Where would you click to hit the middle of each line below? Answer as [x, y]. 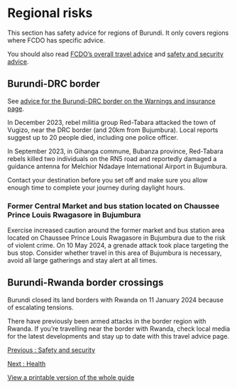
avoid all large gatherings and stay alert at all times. [82, 261]
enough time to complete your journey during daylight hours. [96, 187]
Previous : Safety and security [51, 350]
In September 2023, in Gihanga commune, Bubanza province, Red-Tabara [115, 151]
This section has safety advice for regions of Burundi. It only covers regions [118, 33]
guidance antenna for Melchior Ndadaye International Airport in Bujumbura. [117, 166]
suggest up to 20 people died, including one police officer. [93, 137]
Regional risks [50, 13]
